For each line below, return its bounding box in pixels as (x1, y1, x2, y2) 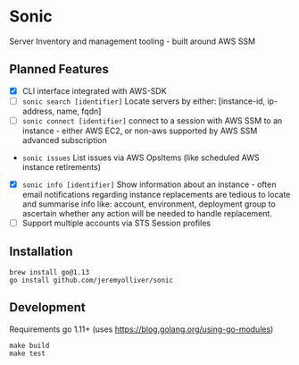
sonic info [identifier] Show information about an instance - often (21, 179, 277, 190)
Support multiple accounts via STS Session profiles (21, 217, 212, 228)
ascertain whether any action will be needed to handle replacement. (21, 208, 272, 218)
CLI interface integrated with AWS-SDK (21, 85, 167, 96)
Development (9, 300, 87, 315)
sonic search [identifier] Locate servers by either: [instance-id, (21, 96, 266, 106)
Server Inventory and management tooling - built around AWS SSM (9, 36, 256, 47)
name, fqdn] (56, 106, 102, 116)
